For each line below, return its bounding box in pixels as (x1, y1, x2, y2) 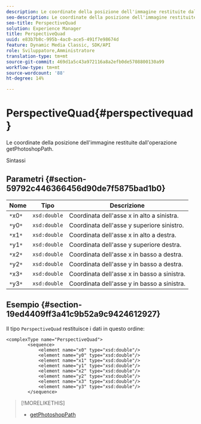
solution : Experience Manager (6, 25, 82, 32)
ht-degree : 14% (6, 75, 44, 81)
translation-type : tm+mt (6, 53, 68, 59)
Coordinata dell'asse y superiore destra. (68, 240, 181, 249)
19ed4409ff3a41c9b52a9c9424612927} (6, 309, 161, 319)
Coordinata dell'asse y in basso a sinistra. (68, 279, 186, 288)
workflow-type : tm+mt (6, 64, 60, 71)
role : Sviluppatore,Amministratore (6, 48, 95, 54)
